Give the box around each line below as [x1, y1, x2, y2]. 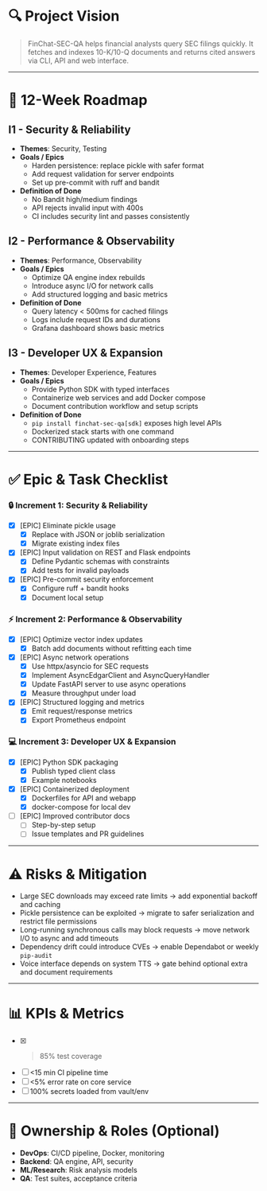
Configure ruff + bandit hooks [31, 583, 130, 594]
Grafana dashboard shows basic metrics [31, 323, 164, 333]
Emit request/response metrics [31, 706, 133, 716]
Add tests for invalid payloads [31, 566, 130, 575]
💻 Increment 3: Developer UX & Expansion [8, 736, 176, 747]
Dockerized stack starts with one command [31, 426, 175, 436]
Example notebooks [31, 775, 97, 784]
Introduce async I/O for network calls [31, 281, 153, 290]
